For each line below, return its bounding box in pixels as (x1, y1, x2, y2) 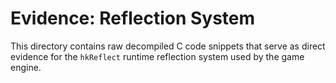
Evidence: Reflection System (10, 7, 256, 30)
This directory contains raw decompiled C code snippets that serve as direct (10, 40, 326, 52)
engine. (10, 61, 42, 73)
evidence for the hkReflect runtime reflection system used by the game (10, 50, 305, 62)
